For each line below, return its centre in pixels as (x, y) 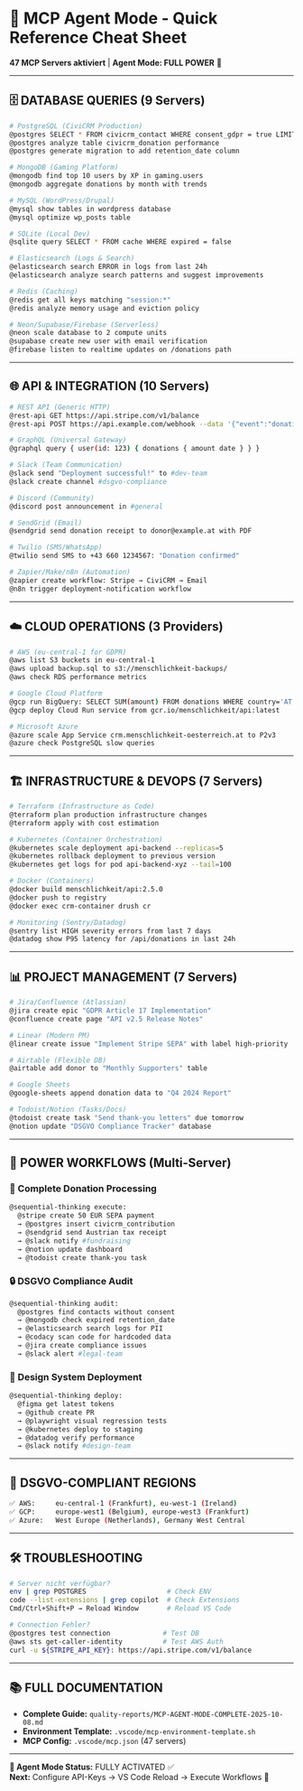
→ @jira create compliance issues (82, 1346)
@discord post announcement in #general (87, 506)
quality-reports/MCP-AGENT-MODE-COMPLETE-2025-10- (186, 1715)
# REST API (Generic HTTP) (60, 407)
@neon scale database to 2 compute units (88, 333)
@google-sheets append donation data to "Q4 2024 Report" (120, 1093)
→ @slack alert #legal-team (70, 1354)
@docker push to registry (58, 898)
